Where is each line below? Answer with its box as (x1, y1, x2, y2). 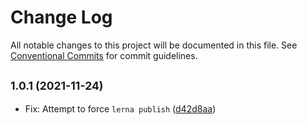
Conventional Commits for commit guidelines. (10, 49, 198, 61)
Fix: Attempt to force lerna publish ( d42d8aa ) (24, 102, 217, 115)
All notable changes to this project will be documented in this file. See (10, 39, 298, 51)
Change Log (10, 6, 113, 29)
